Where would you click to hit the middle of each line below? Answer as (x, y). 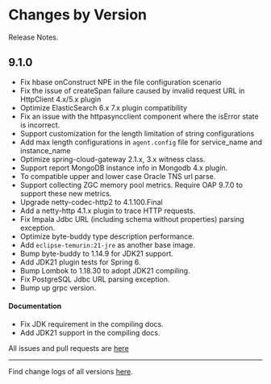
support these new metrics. (66, 193)
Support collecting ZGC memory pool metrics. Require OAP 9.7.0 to (131, 185)
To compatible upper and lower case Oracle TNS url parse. (118, 176)
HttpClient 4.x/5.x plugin (60, 99)
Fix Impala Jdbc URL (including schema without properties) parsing (132, 219)
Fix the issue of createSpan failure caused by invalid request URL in (132, 90)
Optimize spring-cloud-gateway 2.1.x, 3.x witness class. (113, 159)
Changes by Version (78, 15)
